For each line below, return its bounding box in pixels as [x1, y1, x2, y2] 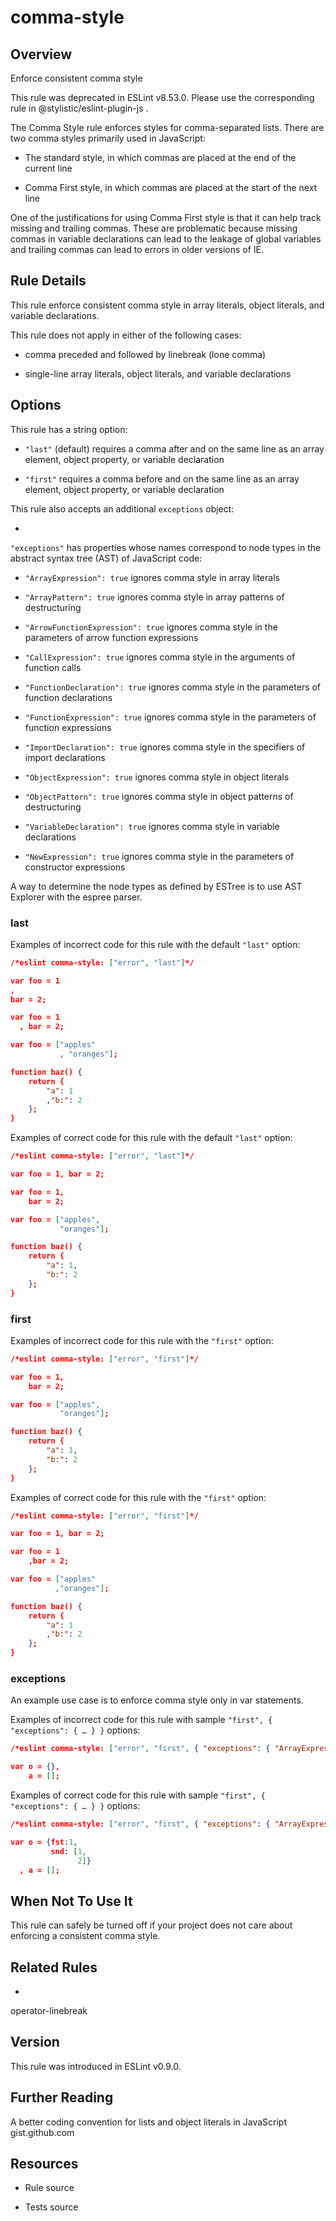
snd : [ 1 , [50, 1846, 87, 1856]
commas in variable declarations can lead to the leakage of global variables [10, 233, 322, 245]
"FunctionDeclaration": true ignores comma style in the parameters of [24, 681, 322, 693]
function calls [24, 661, 82, 673]
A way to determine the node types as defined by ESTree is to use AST [10, 880, 303, 892]
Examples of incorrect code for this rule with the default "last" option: [10, 938, 301, 950]
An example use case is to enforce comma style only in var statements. [10, 1694, 304, 1706]
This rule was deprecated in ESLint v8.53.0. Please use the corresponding [10, 92, 315, 103]
